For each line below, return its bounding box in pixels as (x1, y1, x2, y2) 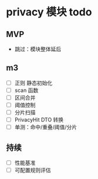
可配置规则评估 (14, 167, 51, 174)
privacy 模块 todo (6, 5, 92, 19)
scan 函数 (14, 87, 39, 94)
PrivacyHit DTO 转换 (14, 116, 64, 124)
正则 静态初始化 (14, 79, 53, 86)
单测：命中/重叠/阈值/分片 (14, 124, 77, 131)
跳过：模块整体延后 (14, 45, 62, 52)
